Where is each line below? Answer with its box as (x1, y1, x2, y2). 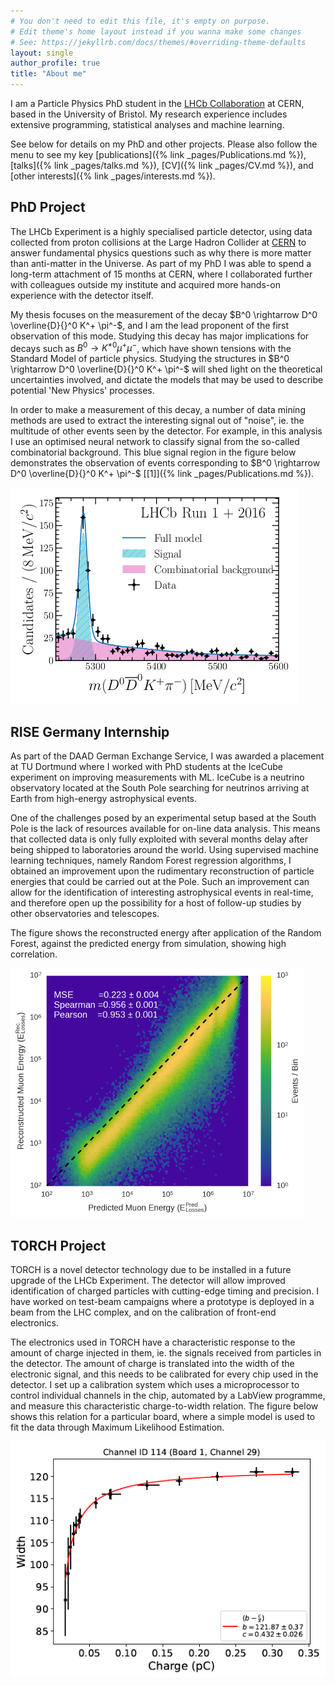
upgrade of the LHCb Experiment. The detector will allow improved (10, 1275, 286, 1287)
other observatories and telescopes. (10, 908, 160, 920)
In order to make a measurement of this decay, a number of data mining (10, 404, 306, 416)
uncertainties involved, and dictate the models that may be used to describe (10, 374, 324, 386)
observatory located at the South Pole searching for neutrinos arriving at (10, 782, 310, 794)
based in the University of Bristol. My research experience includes (10, 108, 288, 120)
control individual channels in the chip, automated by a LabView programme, (10, 1390, 326, 1402)
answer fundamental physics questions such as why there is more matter (10, 246, 312, 259)
